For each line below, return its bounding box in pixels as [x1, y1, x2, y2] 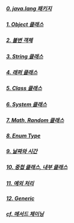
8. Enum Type [6, 132, 41, 139]
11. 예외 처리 [6, 179, 34, 186]
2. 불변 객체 [6, 37, 33, 44]
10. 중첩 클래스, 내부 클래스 [6, 163, 68, 170]
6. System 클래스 [6, 100, 47, 108]
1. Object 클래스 [6, 21, 44, 28]
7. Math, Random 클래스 [6, 117, 65, 124]
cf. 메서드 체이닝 [6, 211, 44, 218]
